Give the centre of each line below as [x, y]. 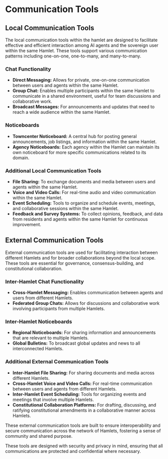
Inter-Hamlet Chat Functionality [45, 282]
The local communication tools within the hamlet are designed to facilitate [81, 40]
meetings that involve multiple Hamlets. [53, 400]
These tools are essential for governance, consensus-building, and [74, 263]
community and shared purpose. [39, 436]
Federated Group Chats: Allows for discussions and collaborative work [86, 303]
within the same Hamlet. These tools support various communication [76, 51]
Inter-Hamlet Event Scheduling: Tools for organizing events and [79, 394]
